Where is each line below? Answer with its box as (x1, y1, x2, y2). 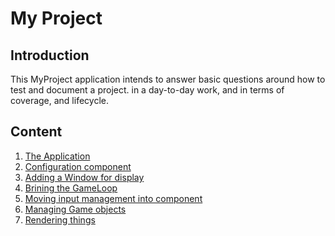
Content (10, 123, 63, 141)
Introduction (10, 47, 90, 64)
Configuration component (24, 160, 132, 172)
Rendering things (24, 213, 96, 226)
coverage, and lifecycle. (10, 95, 109, 106)
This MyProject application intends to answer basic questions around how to (10, 73, 326, 85)
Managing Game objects (24, 203, 127, 215)
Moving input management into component (24, 192, 203, 204)
